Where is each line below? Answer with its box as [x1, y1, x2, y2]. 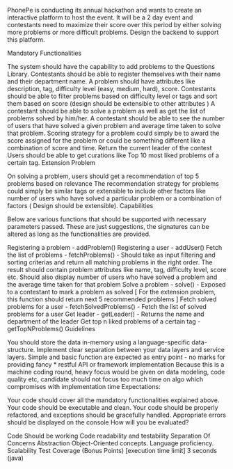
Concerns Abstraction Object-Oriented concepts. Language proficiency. [7, 439, 214, 447]
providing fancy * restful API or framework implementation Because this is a [7, 360, 225, 368]
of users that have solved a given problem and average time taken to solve [7, 122, 221, 129]
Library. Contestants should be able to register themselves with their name [7, 70, 221, 78]
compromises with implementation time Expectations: [7, 383, 161, 390]
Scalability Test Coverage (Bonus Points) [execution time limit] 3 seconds [7, 447, 218, 454]
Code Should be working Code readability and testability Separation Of [7, 431, 211, 440]
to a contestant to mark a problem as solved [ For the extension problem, [7, 288, 216, 296]
